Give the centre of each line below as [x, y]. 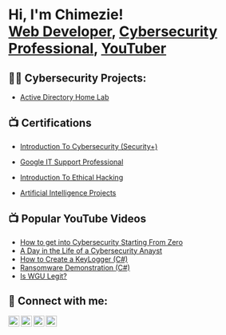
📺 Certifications [50, 123]
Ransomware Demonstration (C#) [75, 267]
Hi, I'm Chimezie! [66, 15]
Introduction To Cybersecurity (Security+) [89, 146]
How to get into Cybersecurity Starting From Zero [101, 242]
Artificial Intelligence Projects [68, 192]
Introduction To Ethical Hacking [71, 177]
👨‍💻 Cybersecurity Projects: [77, 78]
